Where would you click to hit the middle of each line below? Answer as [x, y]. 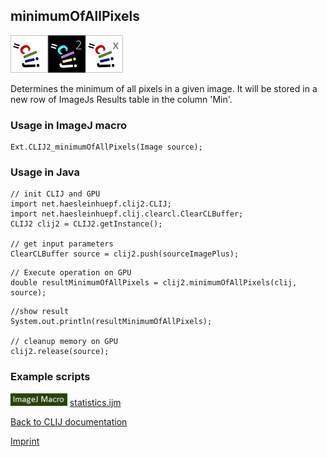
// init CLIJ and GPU [55, 194]
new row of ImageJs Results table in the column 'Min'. [121, 99]
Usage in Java [45, 172]
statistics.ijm [95, 402]
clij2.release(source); [60, 352]
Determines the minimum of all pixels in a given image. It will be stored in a [164, 88]
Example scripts [50, 377]
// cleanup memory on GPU [64, 342]
